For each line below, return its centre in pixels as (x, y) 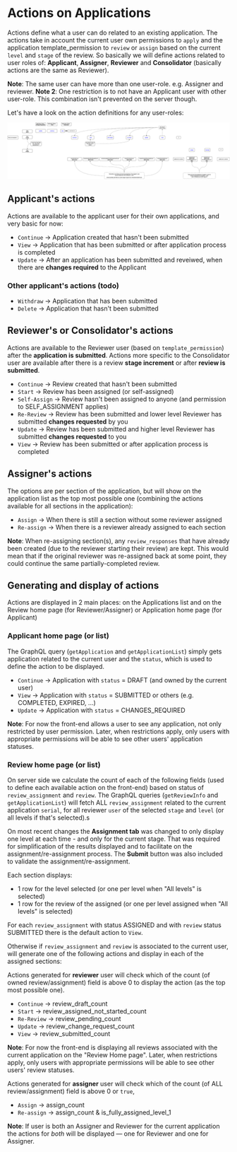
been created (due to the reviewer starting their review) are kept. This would (118, 548)
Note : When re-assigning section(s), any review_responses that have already (119, 541)
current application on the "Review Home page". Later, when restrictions (112, 1055)
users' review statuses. (41, 1070)
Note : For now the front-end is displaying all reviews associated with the (113, 1047)
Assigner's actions (50, 474)
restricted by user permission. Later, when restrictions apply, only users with (119, 731)
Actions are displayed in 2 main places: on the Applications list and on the (115, 603)
